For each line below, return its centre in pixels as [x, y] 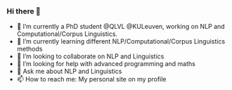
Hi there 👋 [24, 11]
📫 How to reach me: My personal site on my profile [91, 79]
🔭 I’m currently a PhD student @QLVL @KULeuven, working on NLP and [121, 27]
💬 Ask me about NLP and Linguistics [69, 71]
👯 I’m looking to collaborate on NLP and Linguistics [90, 56]
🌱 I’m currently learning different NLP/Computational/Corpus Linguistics [121, 41]
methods [30, 49]
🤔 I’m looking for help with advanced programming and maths [106, 64]
